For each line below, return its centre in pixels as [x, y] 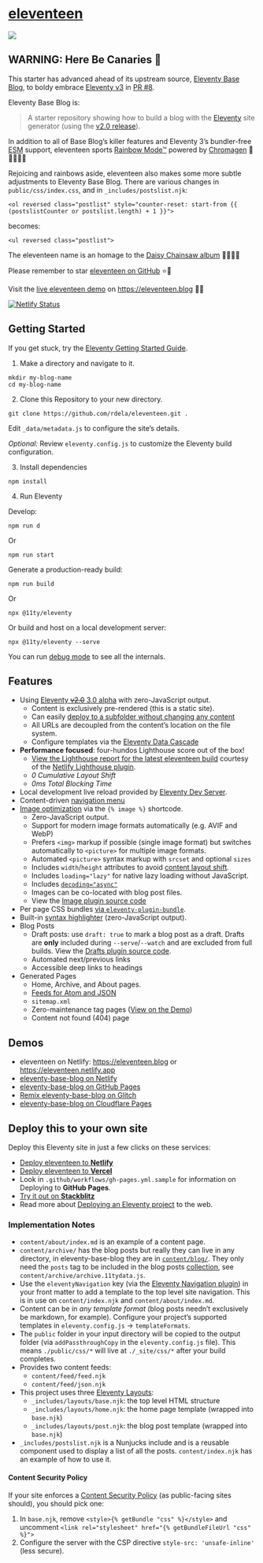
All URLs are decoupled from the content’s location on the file [131, 725]
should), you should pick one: [56, 1503]
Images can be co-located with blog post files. [107, 893]
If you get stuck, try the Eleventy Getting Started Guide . [98, 348]
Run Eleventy [41, 496]
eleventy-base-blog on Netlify [69, 1079]
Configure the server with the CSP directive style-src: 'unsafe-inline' [137, 1542]
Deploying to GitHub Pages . [65, 1187]
